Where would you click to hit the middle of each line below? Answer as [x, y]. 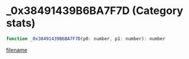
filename [17, 50]
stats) [21, 23]
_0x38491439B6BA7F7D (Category [95, 11]
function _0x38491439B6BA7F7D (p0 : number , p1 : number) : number [86, 39]
